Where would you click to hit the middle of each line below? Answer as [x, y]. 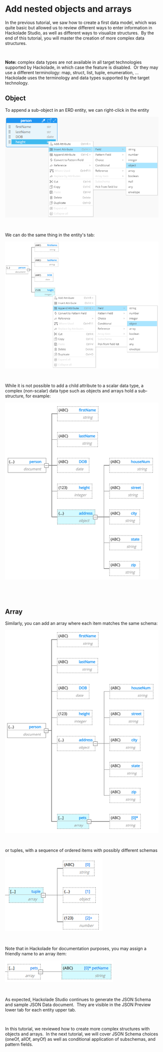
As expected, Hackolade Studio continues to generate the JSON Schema [78, 999]
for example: [38, 396]
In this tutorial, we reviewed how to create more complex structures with [77, 1029]
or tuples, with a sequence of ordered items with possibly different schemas [81, 850]
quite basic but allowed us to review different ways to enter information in [79, 27]
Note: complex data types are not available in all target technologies [73, 62]
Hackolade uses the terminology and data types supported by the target [77, 78]
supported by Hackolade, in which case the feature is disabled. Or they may [82, 67]
